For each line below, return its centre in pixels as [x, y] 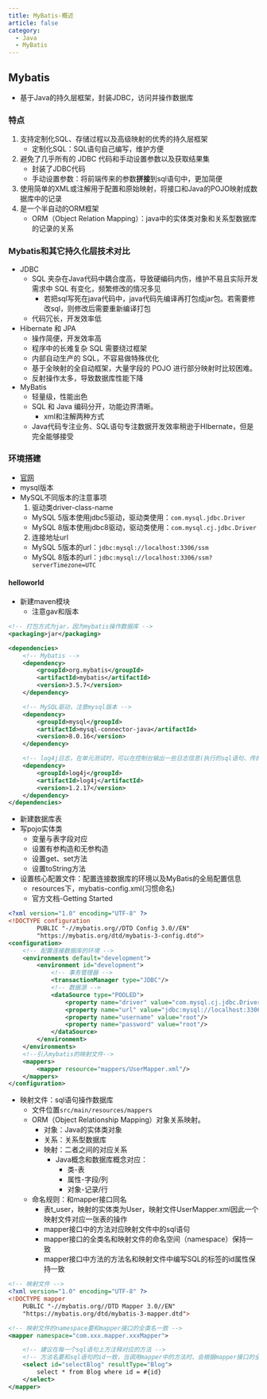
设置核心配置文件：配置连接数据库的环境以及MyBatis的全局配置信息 [130, 879]
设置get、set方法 [60, 859]
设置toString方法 [58, 869]
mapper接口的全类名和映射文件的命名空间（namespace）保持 [145, 1239]
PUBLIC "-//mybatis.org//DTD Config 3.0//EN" [114, 929]
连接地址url [50, 537]
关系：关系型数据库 [75, 1140]
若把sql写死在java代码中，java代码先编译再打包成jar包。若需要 [146, 298]
